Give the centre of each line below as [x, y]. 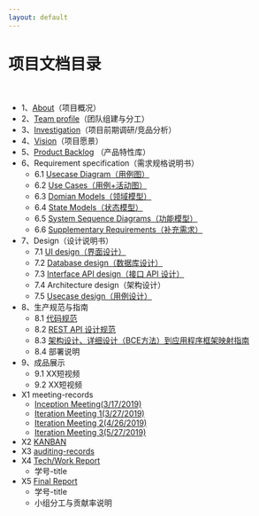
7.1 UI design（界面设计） [80, 251]
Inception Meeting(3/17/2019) [88, 403]
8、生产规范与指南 [55, 307]
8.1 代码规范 [56, 318]
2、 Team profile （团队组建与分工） [85, 118]
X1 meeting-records [57, 395]
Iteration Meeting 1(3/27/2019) [89, 413]
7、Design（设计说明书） [67, 240]
